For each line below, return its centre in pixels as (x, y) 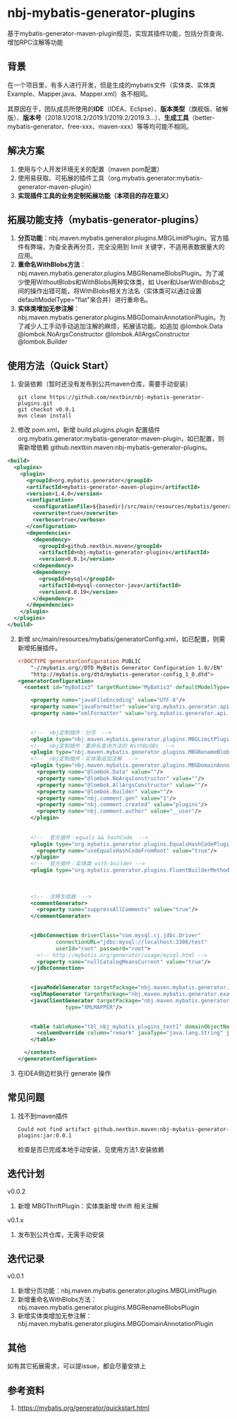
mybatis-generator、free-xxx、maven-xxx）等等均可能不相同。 (100, 126)
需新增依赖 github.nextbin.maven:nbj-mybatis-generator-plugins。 (114, 447)
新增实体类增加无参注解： (55, 1316)
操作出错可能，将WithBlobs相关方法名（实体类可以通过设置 (116, 291)
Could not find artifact (54, 1129)
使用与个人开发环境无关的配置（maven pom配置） (90, 169)
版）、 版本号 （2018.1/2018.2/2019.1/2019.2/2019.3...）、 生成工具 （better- (111, 117)
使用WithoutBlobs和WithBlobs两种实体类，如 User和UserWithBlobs (122, 282)
